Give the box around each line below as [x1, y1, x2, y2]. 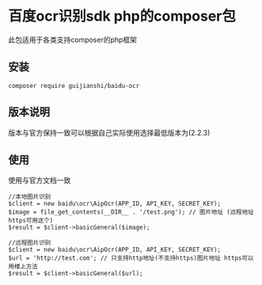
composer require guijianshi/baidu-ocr [8, 82, 140, 89]
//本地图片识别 [8, 193, 51, 201]
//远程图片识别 [8, 239, 51, 247]
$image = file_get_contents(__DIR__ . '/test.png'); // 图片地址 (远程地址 [8, 208, 255, 216]
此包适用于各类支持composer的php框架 [8, 35, 137, 44]
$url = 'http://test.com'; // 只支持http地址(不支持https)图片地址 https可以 [8, 254, 254, 262]
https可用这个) [8, 217, 54, 225]
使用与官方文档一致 [8, 176, 71, 185]
